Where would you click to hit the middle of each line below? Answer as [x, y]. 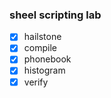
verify [36, 82]
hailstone [42, 37]
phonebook [47, 59]
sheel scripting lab [55, 15]
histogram [44, 70]
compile [40, 48]
